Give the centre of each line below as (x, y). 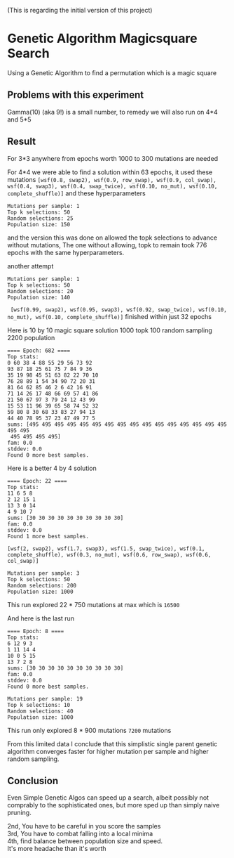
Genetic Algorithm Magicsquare (102, 39)
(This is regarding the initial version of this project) (80, 10)
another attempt (30, 266)
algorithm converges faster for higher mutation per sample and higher (108, 751)
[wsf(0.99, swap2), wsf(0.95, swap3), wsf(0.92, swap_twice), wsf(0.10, (119, 310)
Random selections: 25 (40, 218)
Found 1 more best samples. (48, 536)
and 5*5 (19, 119)
